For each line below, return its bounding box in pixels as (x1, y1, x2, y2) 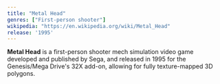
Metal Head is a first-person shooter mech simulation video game (7, 48, 194, 56)
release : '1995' (7, 29, 54, 36)
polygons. (7, 70, 36, 78)
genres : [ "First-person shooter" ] (7, 16, 107, 23)
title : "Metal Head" (7, 10, 67, 17)
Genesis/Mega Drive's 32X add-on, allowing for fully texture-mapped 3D (7, 62, 213, 70)
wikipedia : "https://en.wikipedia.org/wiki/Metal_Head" (7, 23, 170, 29)
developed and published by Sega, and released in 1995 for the (7, 55, 186, 64)
